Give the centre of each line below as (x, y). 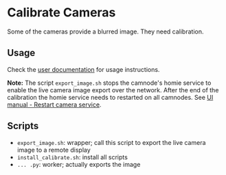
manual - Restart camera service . (54, 105)
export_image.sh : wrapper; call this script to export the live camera (111, 142)
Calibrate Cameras (61, 13)
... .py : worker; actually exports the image (79, 164)
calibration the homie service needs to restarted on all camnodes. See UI (110, 97)
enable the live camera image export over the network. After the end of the (113, 90)
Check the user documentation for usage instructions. (83, 69)
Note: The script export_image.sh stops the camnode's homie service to (109, 83)
